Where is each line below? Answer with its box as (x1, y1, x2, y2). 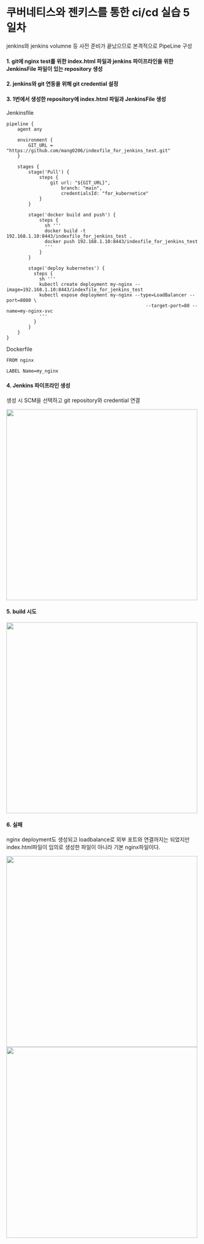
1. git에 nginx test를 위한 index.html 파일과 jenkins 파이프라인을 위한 (6, 57, 174, 65)
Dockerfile (6, 346, 32, 353)
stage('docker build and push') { (28, 212, 116, 218)
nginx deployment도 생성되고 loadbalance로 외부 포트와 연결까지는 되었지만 (6, 835, 190, 843)
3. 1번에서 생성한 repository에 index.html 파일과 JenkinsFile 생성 (6, 95, 166, 103)
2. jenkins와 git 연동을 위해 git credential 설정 (6, 80, 118, 87)
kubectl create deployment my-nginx (38, 282, 133, 288)
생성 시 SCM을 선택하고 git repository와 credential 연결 (6, 397, 140, 404)
